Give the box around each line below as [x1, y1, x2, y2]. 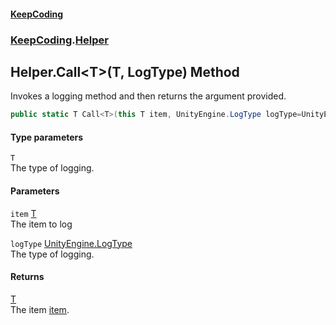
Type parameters [10, 131, 84, 143]
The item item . [10, 303, 70, 315]
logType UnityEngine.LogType [10, 237, 133, 249]
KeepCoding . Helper [10, 33, 109, 47]
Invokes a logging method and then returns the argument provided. [10, 90, 287, 102]
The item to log [10, 218, 73, 230]
